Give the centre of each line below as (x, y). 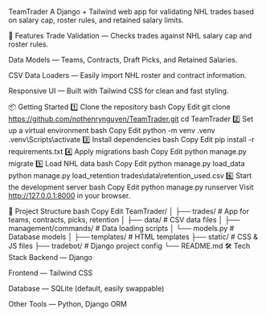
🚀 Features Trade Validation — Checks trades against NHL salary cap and (130, 36)
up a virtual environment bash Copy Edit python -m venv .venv (112, 130)
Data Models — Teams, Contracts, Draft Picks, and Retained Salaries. (123, 60)
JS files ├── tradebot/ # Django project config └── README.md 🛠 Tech (129, 246)
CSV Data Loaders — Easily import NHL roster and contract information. (127, 75)
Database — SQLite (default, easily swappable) (86, 289)
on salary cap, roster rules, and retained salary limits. (96, 20)
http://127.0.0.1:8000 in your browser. (70, 195)
